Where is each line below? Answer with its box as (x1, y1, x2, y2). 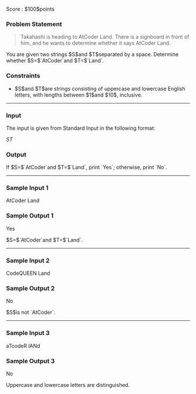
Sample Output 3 (6, 357, 55, 365)
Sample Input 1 (6, 184, 48, 192)
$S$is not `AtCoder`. (6, 309, 55, 316)
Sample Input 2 (6, 256, 50, 264)
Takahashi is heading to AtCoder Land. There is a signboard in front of (20, 33, 190, 40)
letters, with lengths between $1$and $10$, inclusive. (14, 91, 143, 98)
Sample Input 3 (6, 329, 50, 337)
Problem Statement (6, 20, 62, 28)
